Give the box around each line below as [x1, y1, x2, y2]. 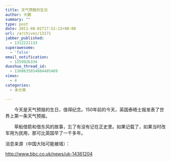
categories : [5, 83, 31, 88]
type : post [5, 21, 28, 27]
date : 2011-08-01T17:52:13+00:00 [5, 26, 76, 31]
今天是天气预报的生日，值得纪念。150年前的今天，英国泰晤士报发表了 [14, 106, 160, 112]
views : [5, 73, 19, 78]
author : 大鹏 [5, 12, 32, 17]
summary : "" [5, 17, 31, 22]
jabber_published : [5, 36, 44, 41]
